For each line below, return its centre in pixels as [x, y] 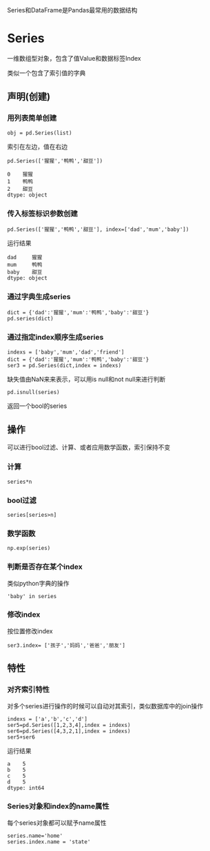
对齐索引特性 [29, 690]
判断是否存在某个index [45, 567]
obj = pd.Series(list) [40, 133]
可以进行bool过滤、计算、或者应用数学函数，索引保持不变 [89, 447]
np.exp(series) [29, 548]
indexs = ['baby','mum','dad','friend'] [66, 352]
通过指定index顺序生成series [55, 338]
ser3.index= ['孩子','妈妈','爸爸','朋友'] [66, 645]
